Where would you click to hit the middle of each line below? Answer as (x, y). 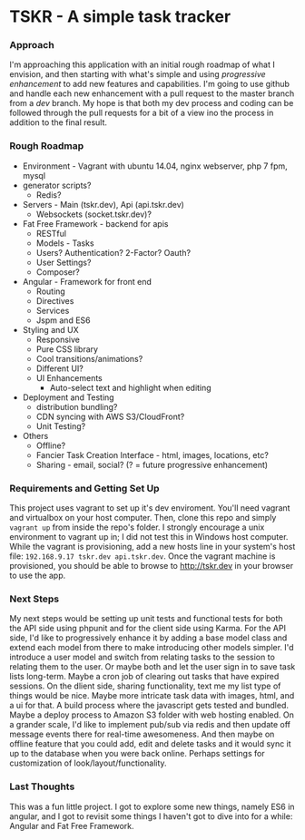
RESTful (51, 233)
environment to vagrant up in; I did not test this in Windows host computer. (149, 537)
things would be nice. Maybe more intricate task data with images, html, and (152, 696)
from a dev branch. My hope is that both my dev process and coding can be (152, 103)
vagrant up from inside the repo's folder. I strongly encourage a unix (137, 527)
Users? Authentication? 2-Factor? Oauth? (113, 252)
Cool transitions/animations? (89, 358)
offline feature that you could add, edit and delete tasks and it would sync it (151, 744)
